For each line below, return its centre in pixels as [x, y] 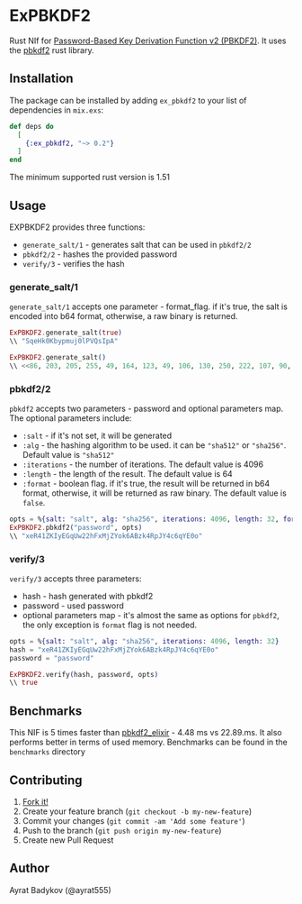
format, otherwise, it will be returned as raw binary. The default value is [155, 493]
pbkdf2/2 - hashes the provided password [100, 254]
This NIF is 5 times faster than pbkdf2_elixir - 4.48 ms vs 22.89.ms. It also [146, 733]
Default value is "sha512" [68, 455]
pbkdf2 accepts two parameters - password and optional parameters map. [147, 409]
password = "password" [52, 658]
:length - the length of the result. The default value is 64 [128, 474]
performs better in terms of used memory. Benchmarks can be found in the [148, 742]
